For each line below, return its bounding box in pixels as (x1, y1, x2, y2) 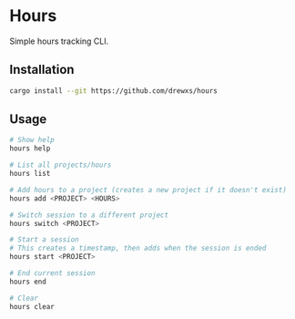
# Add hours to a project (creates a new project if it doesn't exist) (9, 185, 287, 194)
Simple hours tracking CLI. (9, 36, 109, 46)
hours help (9, 144, 51, 153)
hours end (9, 277, 47, 286)
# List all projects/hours (9, 160, 112, 170)
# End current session (9, 269, 96, 278)
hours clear (9, 302, 55, 311)
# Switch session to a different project (9, 211, 169, 220)
